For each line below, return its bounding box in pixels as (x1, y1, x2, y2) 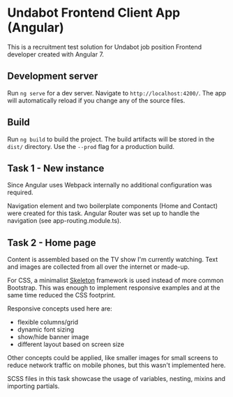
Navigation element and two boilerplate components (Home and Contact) (7, 202, 218, 210)
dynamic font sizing (17, 325, 75, 334)
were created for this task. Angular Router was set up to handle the (7, 209, 200, 217)
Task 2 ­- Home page (7, 237, 96, 249)
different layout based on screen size (17, 340, 124, 349)
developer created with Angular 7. (7, 50, 105, 59)
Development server (7, 70, 98, 82)
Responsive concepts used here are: (7, 304, 113, 313)
